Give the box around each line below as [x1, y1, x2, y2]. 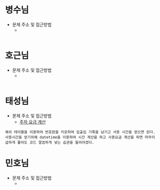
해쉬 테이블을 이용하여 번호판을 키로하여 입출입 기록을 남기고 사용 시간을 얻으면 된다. [5, 129, 156, 135]
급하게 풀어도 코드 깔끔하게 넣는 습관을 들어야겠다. [5, 140, 94, 145]
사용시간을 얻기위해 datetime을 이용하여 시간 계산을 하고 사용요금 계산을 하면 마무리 [5, 135, 155, 140]
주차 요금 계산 [19, 119, 46, 125]
